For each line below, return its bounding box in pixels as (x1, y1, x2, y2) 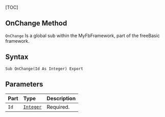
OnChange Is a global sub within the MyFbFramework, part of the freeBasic (5, 33, 160, 39)
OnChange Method (5, 19, 67, 27)
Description (46, 95, 76, 102)
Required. (46, 104, 70, 111)
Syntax (5, 53, 29, 62)
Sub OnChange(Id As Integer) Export (5, 66, 83, 71)
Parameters (5, 80, 43, 89)
